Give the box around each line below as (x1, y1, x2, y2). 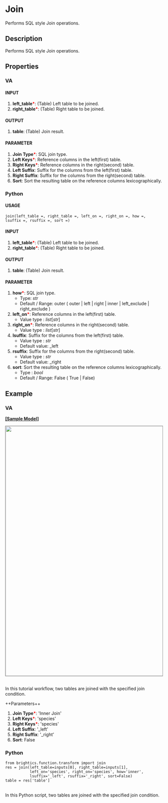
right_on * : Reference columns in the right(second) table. (12, 322, 130, 328)
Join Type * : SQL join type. (12, 151, 67, 157)
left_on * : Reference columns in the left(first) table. (12, 311, 116, 317)
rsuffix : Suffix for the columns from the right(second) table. (12, 348, 135, 354)
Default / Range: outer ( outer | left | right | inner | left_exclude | (19, 301, 150, 307)
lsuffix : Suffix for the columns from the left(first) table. (12, 332, 125, 338)
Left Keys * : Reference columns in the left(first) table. (12, 156, 122, 162)
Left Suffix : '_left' (12, 726, 49, 733)
